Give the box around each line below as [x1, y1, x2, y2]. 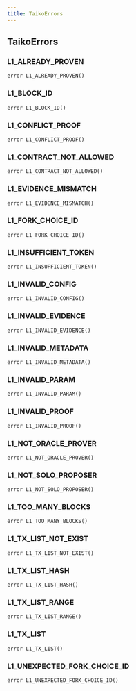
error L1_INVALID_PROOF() [7, 422, 81, 429]
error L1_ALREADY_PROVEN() [7, 72, 85, 80]
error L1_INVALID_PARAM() [7, 390, 81, 398]
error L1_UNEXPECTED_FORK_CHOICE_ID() [7, 676, 119, 684]
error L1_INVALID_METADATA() [7, 358, 91, 365]
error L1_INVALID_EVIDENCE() [7, 327, 91, 334]
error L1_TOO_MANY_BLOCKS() [7, 518, 88, 525]
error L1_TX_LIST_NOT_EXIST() [7, 549, 95, 556]
